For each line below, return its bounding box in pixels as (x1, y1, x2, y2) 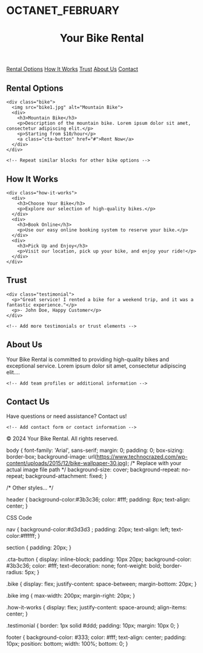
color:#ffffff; (6, 532, 36, 540)
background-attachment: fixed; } (25, 472, 107, 480)
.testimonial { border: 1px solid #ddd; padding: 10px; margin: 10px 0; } (6, 622, 179, 629)
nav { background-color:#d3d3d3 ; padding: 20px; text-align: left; (6, 526, 171, 533)
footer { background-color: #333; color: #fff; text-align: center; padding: (6, 634, 187, 641)
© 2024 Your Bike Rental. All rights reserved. (6, 435, 119, 442)
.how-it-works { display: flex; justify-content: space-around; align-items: (6, 604, 187, 611)
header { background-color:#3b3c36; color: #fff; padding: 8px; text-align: (6, 496, 191, 503)
